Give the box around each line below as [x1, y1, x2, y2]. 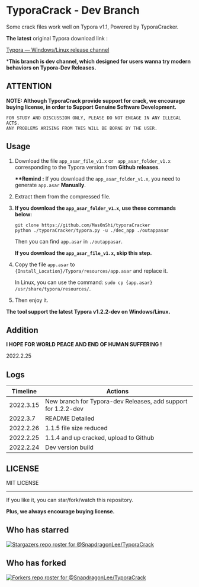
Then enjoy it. [14, 296, 49, 304]
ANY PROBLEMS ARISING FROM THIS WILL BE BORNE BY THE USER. [6, 125, 158, 131]
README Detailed [45, 414, 95, 422]
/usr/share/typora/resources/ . [14, 285, 91, 292]
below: [14, 210, 33, 217]
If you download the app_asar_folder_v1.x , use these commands [14, 204, 176, 212]
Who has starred [6, 525, 69, 535]
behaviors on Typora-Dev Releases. [6, 64, 97, 71]
